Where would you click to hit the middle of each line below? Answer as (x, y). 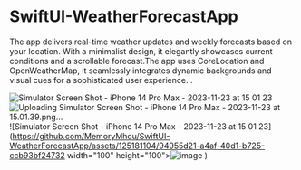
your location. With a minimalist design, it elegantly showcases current (141, 51)
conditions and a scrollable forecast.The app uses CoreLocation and (137, 61)
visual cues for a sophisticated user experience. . (101, 80)
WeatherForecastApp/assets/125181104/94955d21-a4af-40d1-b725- (137, 146)
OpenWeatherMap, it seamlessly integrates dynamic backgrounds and (141, 71)
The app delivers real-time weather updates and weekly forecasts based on (151, 42)
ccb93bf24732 (37, 155)
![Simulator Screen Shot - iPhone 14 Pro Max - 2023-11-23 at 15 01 (133, 126)
